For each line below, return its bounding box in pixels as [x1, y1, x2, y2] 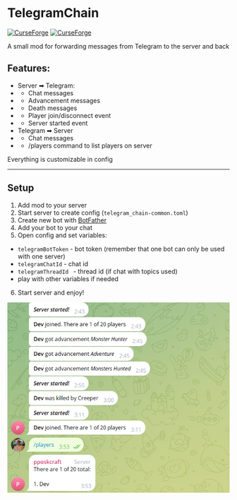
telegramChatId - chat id [17, 259, 88, 268]
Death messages [28, 104, 78, 112]
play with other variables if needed [17, 274, 119, 283]
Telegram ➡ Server [17, 126, 73, 135]
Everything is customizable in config [7, 155, 113, 163]
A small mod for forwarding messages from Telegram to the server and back [7, 42, 230, 50]
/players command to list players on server [28, 141, 153, 150]
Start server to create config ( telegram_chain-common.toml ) [17, 208, 188, 217]
